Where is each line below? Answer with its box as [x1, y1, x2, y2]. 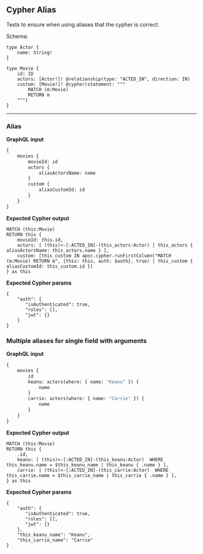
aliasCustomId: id [38, 187, 85, 193]
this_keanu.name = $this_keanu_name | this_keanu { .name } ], [6, 462, 169, 468]
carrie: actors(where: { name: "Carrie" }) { [28, 396, 145, 402]
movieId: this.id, [17, 237, 63, 243]
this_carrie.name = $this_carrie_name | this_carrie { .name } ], [6, 472, 177, 478]
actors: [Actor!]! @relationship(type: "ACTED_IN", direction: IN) [17, 76, 190, 82]
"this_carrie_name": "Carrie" [17, 537, 94, 543]
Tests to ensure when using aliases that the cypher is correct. [6, 21, 160, 28]
